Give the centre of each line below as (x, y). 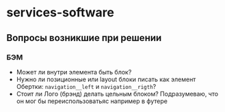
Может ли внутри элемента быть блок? (74, 72)
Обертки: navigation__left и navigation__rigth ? (86, 86)
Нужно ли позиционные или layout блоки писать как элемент (106, 79)
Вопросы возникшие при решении (84, 38)
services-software (60, 13)
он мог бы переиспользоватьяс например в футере (92, 101)
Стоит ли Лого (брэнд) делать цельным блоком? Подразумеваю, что (117, 94)
